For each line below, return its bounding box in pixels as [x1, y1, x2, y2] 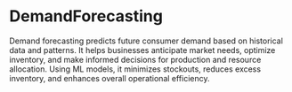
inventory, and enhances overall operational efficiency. [9, 73, 211, 83]
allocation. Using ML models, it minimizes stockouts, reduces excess [9, 64, 261, 74]
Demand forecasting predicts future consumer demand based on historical [9, 35, 283, 46]
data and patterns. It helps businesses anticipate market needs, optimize [9, 44, 276, 55]
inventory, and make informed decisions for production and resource [9, 54, 262, 65]
